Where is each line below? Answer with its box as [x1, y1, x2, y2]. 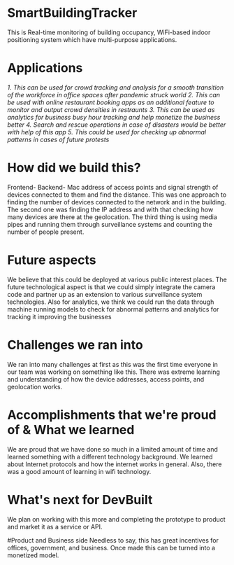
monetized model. [7, 551, 59, 559]
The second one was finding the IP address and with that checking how [7, 205, 214, 214]
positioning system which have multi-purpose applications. [7, 35, 177, 43]
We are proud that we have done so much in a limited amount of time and [7, 445, 219, 453]
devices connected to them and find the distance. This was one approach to [7, 190, 227, 199]
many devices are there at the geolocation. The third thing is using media [7, 212, 218, 221]
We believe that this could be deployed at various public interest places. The [7, 275, 227, 284]
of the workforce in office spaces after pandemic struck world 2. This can [7, 90, 221, 99]
